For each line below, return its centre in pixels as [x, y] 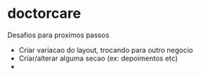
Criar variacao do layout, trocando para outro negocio [106, 50]
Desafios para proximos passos [58, 35]
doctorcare [44, 14]
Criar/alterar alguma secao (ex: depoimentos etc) [98, 58]
